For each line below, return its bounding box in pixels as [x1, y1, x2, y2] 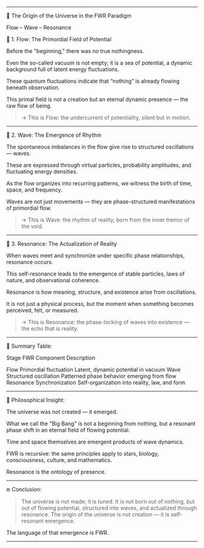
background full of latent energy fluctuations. [6, 66, 120, 73]
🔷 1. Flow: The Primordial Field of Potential [6, 36, 112, 43]
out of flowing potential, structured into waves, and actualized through [21, 504, 197, 512]
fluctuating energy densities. [6, 168, 78, 175]
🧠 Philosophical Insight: [6, 397, 65, 403]
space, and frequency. [6, 186, 63, 193]
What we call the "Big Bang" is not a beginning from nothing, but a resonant [6, 420, 196, 427]
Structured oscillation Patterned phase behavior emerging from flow [6, 372, 177, 380]
